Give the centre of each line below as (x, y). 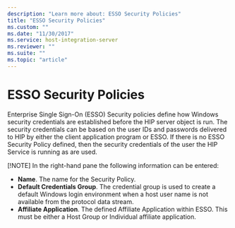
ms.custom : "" (28, 27)
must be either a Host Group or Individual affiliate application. (107, 217)
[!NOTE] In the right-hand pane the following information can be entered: (113, 165)
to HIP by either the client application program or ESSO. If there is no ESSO (116, 137)
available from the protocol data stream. (76, 201)
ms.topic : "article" (38, 60)
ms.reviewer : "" (31, 47)
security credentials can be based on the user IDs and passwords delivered (117, 129)
